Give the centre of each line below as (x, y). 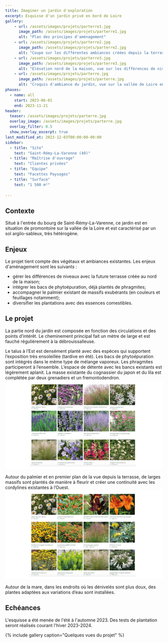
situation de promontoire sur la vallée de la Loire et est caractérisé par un (80, 228)
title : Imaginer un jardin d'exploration (49, 11)
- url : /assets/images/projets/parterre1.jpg (62, 27)
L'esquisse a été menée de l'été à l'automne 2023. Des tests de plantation (81, 620)
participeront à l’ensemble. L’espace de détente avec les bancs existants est (84, 367)
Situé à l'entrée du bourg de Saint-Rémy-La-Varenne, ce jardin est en (76, 223)
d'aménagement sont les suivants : (41, 267)
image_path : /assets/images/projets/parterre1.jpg (72, 32)
